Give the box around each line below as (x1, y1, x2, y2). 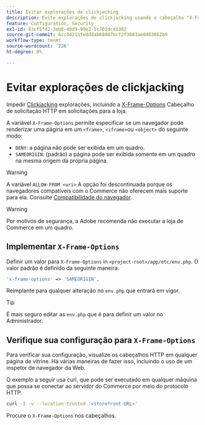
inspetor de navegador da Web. (6, 364, 86, 372)
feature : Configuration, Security (6, 20, 95, 26)
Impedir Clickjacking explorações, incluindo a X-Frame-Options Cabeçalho (6, 100, 194, 108)
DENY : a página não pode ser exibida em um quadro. (15, 144, 145, 151)
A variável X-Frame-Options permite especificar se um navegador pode (6, 119, 184, 126)
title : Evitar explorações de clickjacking (6, 9, 119, 15)
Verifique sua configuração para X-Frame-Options (6, 334, 196, 346)
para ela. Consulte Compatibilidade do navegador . (6, 193, 132, 201)
